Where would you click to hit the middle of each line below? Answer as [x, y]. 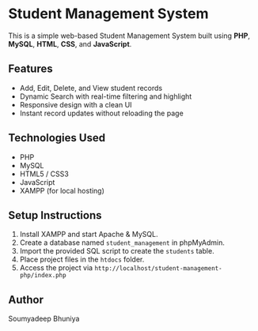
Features [30, 69]
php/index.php [43, 276]
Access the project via [56, 268]
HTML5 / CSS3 [44, 174]
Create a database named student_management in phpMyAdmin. [122, 243]
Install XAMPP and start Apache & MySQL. [89, 235]
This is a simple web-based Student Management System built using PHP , [129, 36]
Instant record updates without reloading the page [101, 113]
